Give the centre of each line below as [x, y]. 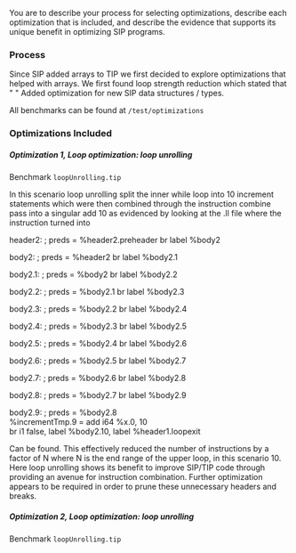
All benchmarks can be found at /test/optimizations [107, 110]
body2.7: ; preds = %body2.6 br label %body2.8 [98, 378]
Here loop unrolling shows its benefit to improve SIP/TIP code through [137, 468]
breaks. [23, 496]
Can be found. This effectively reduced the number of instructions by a [139, 449]
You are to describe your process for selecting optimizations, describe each [148, 13]
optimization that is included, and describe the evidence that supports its [143, 22]
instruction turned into [50, 223]
